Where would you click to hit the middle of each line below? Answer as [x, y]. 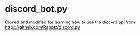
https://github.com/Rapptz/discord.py [42, 27]
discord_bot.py [36, 9]
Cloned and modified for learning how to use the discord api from [70, 22]
